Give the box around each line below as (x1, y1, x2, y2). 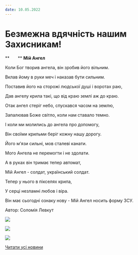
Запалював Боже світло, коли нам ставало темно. (5, 112, 110, 118)
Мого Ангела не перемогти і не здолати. (5, 150, 90, 156)
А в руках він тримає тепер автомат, (5, 159, 82, 165)
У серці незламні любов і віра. (5, 188, 69, 194)
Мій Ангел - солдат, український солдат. (5, 169, 90, 175)
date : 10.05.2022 (5, 7, 41, 12)
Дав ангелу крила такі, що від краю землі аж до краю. (5, 93, 119, 99)
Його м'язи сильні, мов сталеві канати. (5, 140, 87, 146)
